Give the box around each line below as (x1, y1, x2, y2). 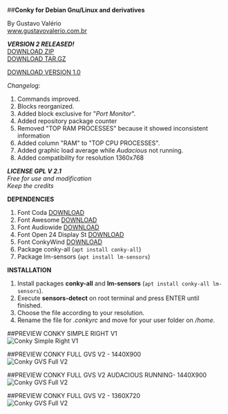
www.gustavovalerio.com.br (7, 27, 88, 35)
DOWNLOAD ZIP (7, 48, 55, 55)
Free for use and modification (7, 174, 92, 182)
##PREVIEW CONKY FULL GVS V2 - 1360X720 (7, 392, 140, 399)
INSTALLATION (7, 266, 52, 274)
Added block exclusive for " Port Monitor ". (17, 110, 136, 117)
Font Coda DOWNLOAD (17, 209, 85, 216)
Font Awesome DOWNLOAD (17, 216, 97, 224)
